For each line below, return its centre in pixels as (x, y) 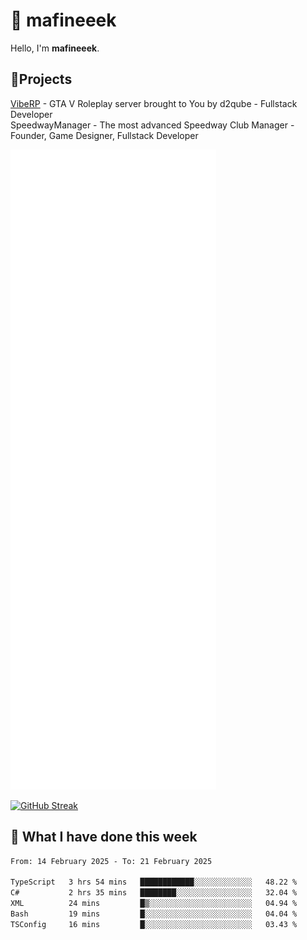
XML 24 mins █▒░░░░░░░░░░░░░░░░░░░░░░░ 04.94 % (154, 904)
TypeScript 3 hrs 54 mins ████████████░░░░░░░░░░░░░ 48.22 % (154, 882)
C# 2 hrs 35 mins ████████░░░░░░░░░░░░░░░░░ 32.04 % (154, 893)
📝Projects (41, 79)
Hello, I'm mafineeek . (55, 48)
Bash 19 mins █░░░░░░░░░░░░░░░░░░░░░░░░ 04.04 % (154, 914)
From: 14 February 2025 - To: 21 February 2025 (111, 861)
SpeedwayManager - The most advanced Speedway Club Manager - (152, 125)
